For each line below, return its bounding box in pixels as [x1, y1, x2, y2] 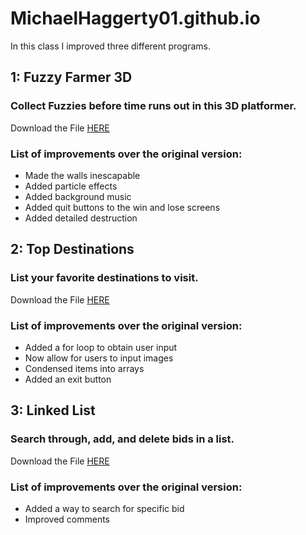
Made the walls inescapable [24, 169, 141, 181]
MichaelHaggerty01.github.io [10, 7, 261, 30]
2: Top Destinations [10, 241, 135, 258]
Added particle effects [24, 180, 118, 192]
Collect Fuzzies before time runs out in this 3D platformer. [10, 99, 297, 113]
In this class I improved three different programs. [10, 40, 211, 52]
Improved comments [24, 513, 111, 525]
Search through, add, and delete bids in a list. [10, 432, 235, 446]
